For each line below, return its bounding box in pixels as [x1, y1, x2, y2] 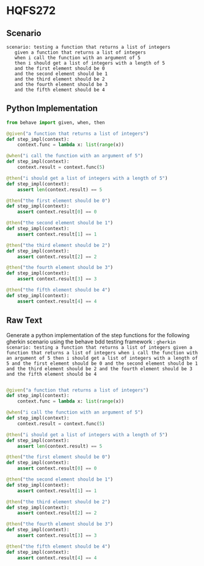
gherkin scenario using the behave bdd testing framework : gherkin [6, 338, 176, 345]
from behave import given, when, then [6, 120, 105, 126]
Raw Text [6, 315, 43, 326]
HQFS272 [6, 4, 56, 18]
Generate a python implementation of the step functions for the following [6, 331, 190, 339]
